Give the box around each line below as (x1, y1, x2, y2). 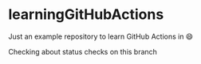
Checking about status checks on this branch (8, 47, 158, 56)
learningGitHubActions (8, 6, 164, 24)
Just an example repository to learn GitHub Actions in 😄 (8, 32, 194, 41)
